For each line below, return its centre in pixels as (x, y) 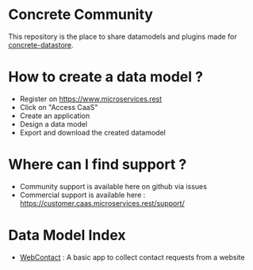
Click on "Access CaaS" (59, 107)
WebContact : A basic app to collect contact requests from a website (132, 257)
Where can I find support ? (98, 165)
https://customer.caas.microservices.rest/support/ (102, 203)
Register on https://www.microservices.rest (91, 99)
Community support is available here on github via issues (113, 186)
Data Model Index (67, 235)
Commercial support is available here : (82, 195)
